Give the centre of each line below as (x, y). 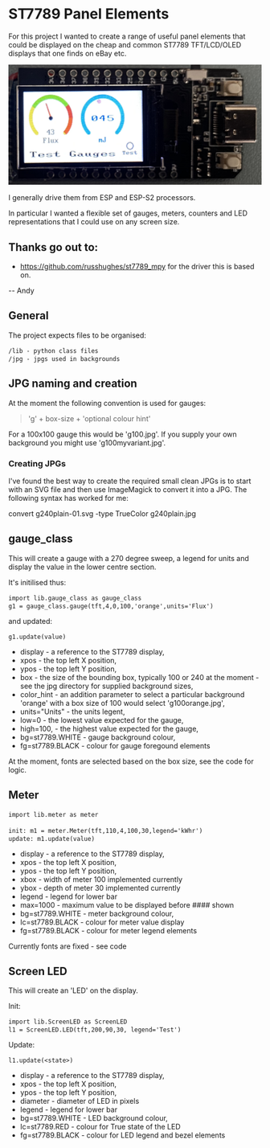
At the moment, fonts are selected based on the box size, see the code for (131, 761)
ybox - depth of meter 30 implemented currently (100, 888)
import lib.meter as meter (53, 814)
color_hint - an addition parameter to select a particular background (132, 694)
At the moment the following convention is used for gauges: (107, 403)
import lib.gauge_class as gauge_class (75, 598)
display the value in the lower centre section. (82, 567)
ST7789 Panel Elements (89, 14)
